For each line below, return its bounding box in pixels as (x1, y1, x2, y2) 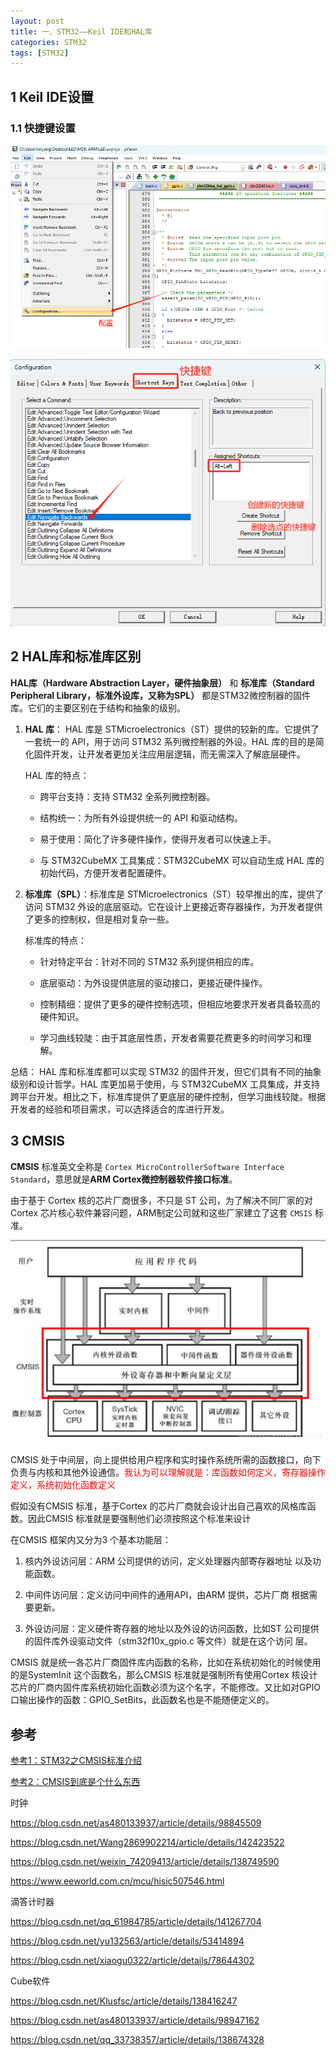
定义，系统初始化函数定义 (10, 1479, 116, 1491)
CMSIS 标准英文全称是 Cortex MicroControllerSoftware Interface (10, 1160, 285, 1172)
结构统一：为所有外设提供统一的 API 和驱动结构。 (39, 811, 243, 824)
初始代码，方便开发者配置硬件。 (39, 866, 172, 879)
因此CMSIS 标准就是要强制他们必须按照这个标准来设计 (27, 1513, 252, 1525)
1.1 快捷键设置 (10, 121, 76, 135)
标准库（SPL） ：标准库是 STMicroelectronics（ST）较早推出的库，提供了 (24, 888, 325, 900)
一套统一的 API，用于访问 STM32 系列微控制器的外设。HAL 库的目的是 (24, 735, 316, 747)
